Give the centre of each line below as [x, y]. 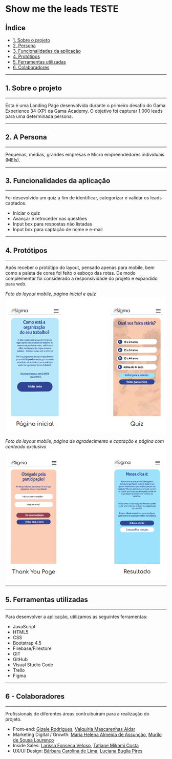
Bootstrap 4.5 [27, 643]
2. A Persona [26, 137]
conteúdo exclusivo [26, 446]
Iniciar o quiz [26, 213]
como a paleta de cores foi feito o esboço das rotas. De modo [70, 273]
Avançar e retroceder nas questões [50, 219]
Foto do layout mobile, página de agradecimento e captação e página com [85, 441]
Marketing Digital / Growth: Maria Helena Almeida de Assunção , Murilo [87, 734]
